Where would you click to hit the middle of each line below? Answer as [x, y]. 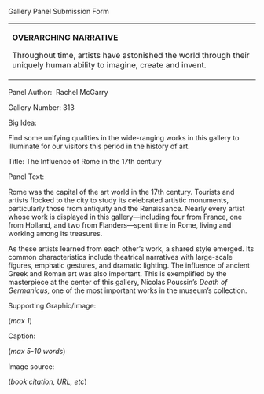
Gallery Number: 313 [41, 108]
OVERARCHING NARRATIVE [65, 37]
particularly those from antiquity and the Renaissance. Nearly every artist [126, 208]
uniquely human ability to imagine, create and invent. [109, 65]
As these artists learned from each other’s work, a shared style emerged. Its [131, 249]
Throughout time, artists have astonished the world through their [131, 55]
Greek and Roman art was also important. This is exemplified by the [117, 274]
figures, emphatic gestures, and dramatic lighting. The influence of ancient [129, 265]
